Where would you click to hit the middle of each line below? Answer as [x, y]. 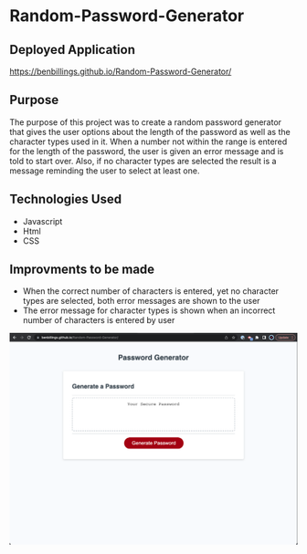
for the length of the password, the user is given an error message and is [147, 151]
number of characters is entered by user [99, 320]
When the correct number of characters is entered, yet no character [151, 291]
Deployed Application [72, 50]
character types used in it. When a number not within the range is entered [148, 141]
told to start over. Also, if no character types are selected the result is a [143, 161]
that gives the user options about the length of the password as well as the [150, 131]
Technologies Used [65, 199]
